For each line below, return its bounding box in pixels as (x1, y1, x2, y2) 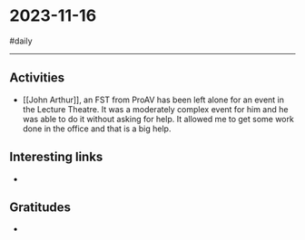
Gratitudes (9, 199, 71, 215)
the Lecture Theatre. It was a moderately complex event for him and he (22, 103, 289, 114)
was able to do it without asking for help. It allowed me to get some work (22, 113, 295, 124)
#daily (9, 35, 34, 46)
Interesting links (9, 149, 103, 165)
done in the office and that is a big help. (22, 123, 172, 134)
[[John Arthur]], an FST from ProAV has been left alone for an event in (22, 94, 284, 105)
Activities (9, 70, 65, 86)
